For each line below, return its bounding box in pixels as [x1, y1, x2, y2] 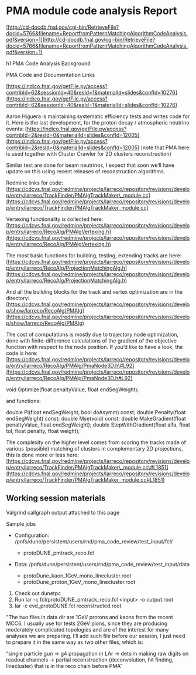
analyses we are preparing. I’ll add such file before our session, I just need [6, 632, 185, 639]
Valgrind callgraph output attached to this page [6, 509, 120, 516]
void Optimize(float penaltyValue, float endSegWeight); [6, 386, 139, 393]
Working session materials [6, 493, 106, 503]
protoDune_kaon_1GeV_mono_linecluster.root [23, 572, 132, 579]
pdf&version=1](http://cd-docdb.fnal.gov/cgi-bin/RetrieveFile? [6, 36, 156, 43]
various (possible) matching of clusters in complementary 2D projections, [6, 445, 183, 452]
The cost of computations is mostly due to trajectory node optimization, [6, 331, 179, 338]
